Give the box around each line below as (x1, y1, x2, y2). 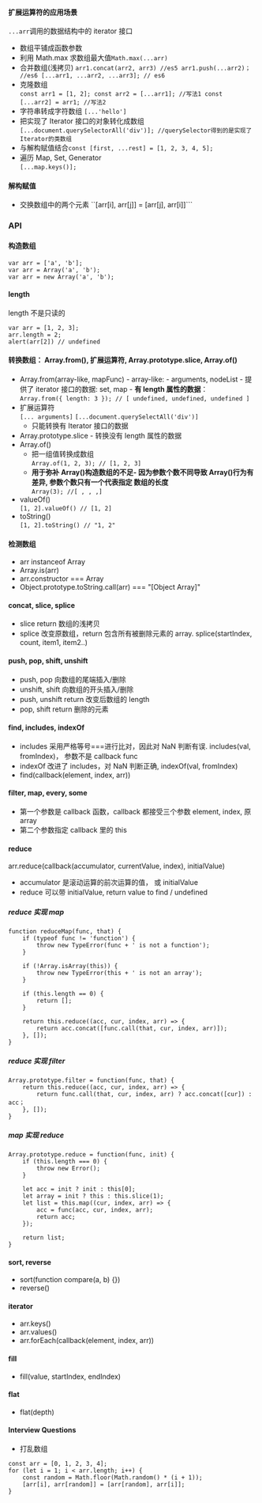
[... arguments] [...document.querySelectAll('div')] (19, 412, 199, 421)
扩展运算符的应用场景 (8, 7, 77, 17)
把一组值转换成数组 (31, 449, 95, 458)
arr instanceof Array (19, 557, 85, 567)
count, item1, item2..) (19, 638, 88, 647)
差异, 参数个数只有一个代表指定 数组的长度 (31, 477, 169, 487)
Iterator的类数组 (19, 135, 73, 143)
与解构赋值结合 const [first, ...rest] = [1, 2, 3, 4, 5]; (19, 143, 214, 153)
